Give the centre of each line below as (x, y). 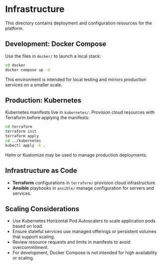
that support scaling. (34, 237)
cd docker (15, 65)
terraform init (21, 132)
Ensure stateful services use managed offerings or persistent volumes (84, 232)
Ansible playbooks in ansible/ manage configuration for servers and (83, 188)
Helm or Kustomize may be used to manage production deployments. (76, 155)
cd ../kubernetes (23, 141)
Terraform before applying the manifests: (47, 118)
